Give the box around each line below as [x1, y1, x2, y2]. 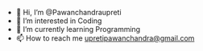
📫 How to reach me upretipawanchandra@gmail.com [15, 33, 195, 43]
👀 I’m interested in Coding [15, 16, 102, 25]
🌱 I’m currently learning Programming [15, 25, 141, 33]
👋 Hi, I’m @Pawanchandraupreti [15, 8, 122, 17]
